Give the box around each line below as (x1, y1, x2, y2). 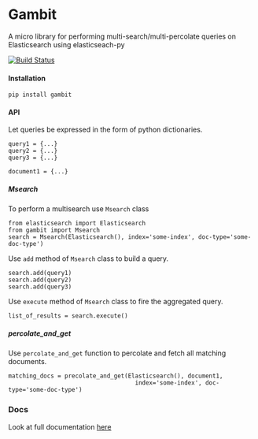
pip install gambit (8, 91, 72, 99)
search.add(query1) (8, 270, 72, 277)
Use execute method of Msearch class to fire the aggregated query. (8, 297, 223, 307)
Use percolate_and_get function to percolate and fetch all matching (8, 348, 227, 358)
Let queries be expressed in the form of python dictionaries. (8, 125, 203, 135)
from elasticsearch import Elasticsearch (8, 219, 146, 228)
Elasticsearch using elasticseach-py (8, 39, 125, 49)
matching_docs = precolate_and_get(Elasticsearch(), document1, (8, 372, 223, 380)
